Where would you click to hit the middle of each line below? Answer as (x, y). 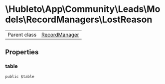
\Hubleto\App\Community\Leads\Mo (83, 9)
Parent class (22, 35)
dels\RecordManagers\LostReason (79, 20)
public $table (20, 77)
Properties (22, 52)
